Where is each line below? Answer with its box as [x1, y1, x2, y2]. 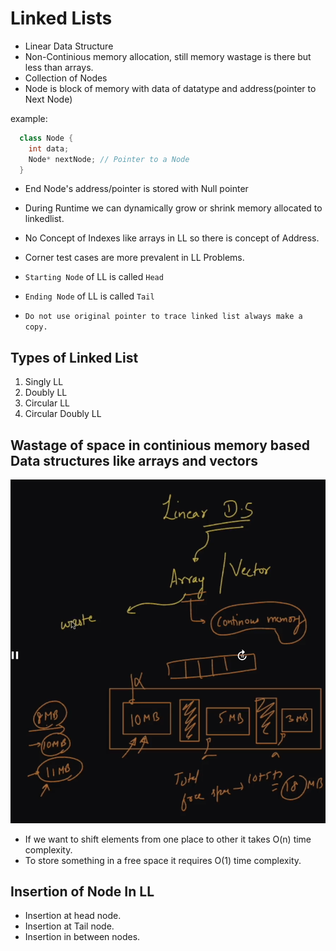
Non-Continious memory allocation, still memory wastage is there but [24, 50, 312, 62]
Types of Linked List [10, 349, 139, 366]
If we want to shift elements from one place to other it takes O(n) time [24, 833, 312, 845]
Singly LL [24, 376, 64, 388]
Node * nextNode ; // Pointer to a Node [28, 154, 190, 164]
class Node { [19, 133, 74, 143]
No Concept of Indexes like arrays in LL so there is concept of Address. [24, 232, 320, 244]
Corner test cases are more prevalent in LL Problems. [24, 252, 245, 264]
